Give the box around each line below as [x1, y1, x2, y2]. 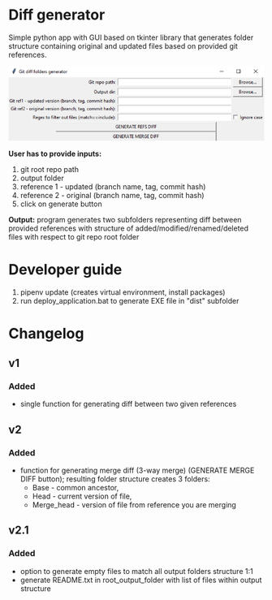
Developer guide [8, 260, 123, 278]
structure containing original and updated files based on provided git [8, 41, 238, 50]
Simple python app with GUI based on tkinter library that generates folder [8, 32, 254, 42]
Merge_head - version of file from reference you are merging [32, 500, 237, 510]
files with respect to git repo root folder [8, 231, 140, 241]
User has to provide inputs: [8, 149, 102, 158]
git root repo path [19, 164, 80, 174]
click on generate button [19, 199, 103, 209]
